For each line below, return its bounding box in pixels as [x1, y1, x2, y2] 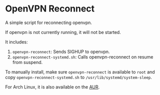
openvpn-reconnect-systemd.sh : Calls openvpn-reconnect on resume [12, 53, 153, 60]
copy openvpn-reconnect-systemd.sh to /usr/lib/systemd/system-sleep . [5, 74, 152, 80]
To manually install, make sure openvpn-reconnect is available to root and [5, 68, 155, 75]
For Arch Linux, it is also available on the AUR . [5, 83, 100, 90]
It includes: [5, 38, 28, 45]
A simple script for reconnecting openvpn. [5, 19, 92, 25]
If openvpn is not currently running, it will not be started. [5, 29, 121, 35]
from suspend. [12, 59, 43, 65]
